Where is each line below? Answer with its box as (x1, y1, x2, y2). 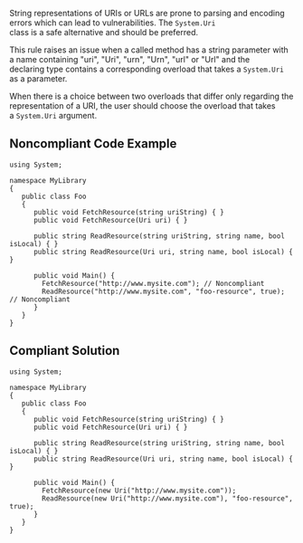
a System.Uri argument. (9, 110, 98, 120)
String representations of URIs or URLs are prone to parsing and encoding (9, 8, 285, 18)
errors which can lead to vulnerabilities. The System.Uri (9, 17, 216, 28)
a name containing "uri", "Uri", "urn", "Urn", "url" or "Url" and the (9, 54, 251, 64)
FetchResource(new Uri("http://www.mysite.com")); (42, 486, 237, 495)
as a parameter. (9, 73, 68, 84)
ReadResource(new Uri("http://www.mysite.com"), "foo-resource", (42, 493, 294, 503)
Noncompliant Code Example (9, 136, 177, 152)
